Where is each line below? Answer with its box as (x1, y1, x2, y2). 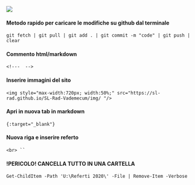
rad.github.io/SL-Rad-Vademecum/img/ (6, 95, 101, 101)
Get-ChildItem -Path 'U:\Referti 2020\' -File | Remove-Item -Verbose (6, 174, 188, 180)
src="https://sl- (117, 90, 161, 96)
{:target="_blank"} (6, 121, 56, 127)
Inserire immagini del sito (6, 77, 71, 84)
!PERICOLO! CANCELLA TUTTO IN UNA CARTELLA (6, 160, 135, 167)
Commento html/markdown (6, 50, 77, 57)
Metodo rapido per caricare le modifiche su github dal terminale (6, 19, 170, 27)
